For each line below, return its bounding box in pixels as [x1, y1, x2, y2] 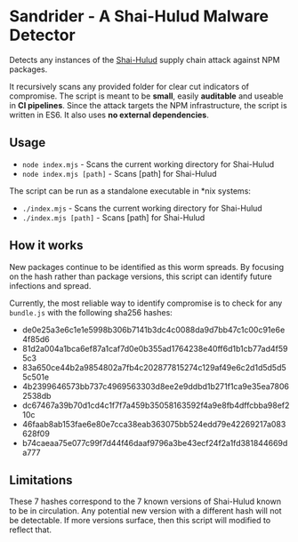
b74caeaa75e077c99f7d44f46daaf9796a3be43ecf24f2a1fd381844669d [21, 437, 288, 448]
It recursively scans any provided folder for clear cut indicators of [9, 81, 250, 92]
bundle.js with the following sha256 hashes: [9, 307, 173, 317]
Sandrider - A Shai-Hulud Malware [9, 6, 270, 27]
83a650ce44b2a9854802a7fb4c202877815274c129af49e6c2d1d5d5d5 [21, 362, 286, 372]
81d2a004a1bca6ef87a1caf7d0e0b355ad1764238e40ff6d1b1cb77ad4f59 [21, 343, 288, 354]
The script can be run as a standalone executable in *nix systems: [9, 185, 252, 196]
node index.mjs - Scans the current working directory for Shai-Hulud [21, 158, 275, 170]
